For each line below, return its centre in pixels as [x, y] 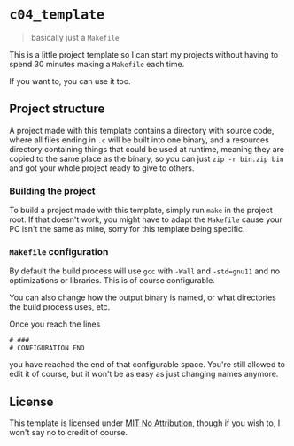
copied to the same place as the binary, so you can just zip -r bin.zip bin [147, 158]
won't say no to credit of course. [69, 433]
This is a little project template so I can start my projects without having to [144, 54]
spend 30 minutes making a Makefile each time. [97, 64]
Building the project [52, 190]
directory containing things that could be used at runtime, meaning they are [147, 149]
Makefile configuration [59, 251]
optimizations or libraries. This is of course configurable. [112, 281]
